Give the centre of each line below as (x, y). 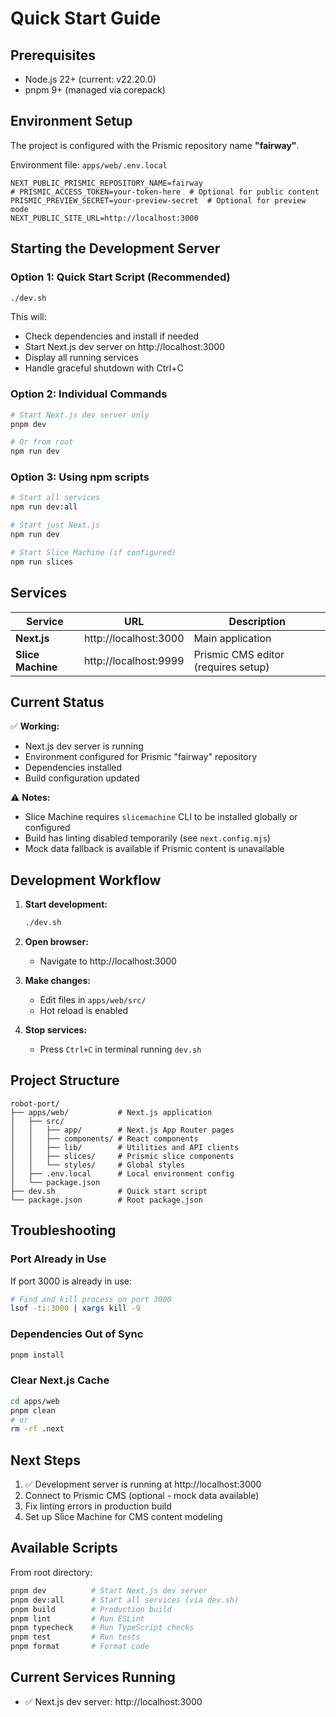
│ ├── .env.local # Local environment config (122, 1173)
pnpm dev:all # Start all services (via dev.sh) (125, 1600)
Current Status (57, 702)
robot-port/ (35, 1103)
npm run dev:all (44, 507)
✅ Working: (35, 726)
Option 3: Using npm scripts (80, 477)
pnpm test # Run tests (75, 1637)
